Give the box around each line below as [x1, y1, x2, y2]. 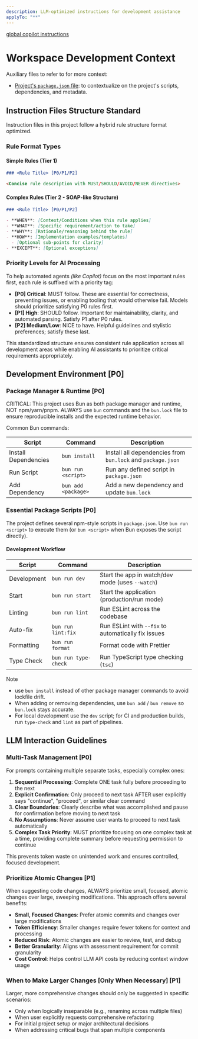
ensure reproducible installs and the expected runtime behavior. [6, 413, 161, 420]
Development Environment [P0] [6, 369, 124, 379]
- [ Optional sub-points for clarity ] [11, 239, 104, 246]
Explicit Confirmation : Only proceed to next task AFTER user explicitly [14, 791, 187, 798]
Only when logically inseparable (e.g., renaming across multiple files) [14, 1008, 183, 1015]
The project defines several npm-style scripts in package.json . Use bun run [6, 519, 189, 527]
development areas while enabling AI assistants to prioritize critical [6, 346, 169, 353]
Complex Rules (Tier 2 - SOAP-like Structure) [6, 194, 119, 201]
